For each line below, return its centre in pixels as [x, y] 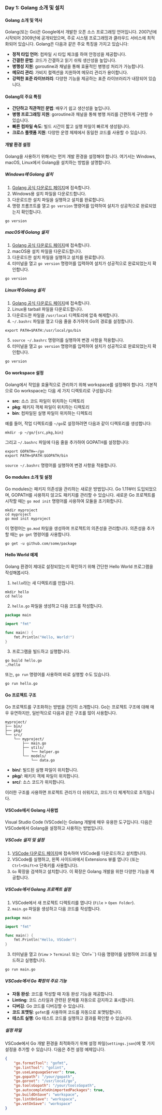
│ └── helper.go [41, 752]
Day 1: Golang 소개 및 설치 [35, 7]
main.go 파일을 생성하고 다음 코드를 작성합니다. [56, 908]
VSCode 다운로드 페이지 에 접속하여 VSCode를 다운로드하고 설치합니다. [79, 853]
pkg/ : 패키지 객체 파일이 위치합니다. [46, 776]
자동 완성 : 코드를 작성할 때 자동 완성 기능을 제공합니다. [63, 994]
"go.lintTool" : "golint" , [40, 1067]
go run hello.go [21, 684]
